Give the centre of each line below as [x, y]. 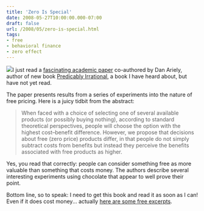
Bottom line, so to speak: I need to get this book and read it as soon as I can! [102, 195]
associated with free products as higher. [72, 152]
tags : [13, 35]
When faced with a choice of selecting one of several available [100, 113]
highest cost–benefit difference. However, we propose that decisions [107, 132]
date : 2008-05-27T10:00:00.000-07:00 [54, 18]
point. [14, 183]
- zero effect [24, 52]
